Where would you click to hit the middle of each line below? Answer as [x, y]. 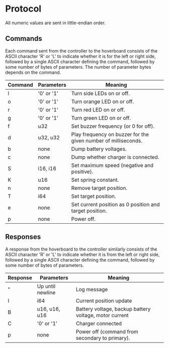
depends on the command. [33, 72]
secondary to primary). [103, 338]
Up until [46, 286]
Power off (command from [107, 331]
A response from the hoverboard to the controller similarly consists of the [81, 249]
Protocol [23, 9]
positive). [82, 171]
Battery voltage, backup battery [113, 309]
